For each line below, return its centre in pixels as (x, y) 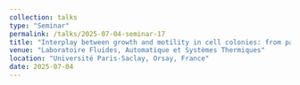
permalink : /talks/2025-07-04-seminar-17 (87, 34)
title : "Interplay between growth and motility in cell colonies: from (145, 42)
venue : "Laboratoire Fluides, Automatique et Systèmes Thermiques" (137, 50)
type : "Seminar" (39, 26)
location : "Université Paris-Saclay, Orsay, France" (109, 58)
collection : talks (43, 17)
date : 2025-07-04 (42, 67)
